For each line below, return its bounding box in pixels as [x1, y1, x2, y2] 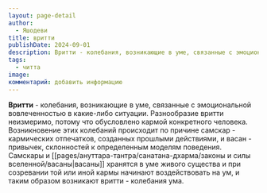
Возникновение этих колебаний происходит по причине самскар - [8, 125, 236, 135]
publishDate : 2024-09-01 [8, 41, 91, 49]
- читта [15, 64, 41, 71]
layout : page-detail [8, 11, 77, 20]
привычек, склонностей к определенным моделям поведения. [8, 142, 222, 152]
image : [8, 71, 30, 79]
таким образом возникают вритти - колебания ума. [8, 176, 184, 185]
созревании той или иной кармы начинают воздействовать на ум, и [8, 168, 240, 177]
